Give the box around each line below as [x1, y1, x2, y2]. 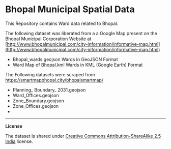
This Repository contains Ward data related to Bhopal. [5, 20, 119, 26]
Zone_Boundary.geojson [12, 98, 65, 104]
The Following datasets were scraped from [5, 71, 95, 77]
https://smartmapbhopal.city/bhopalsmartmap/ [5, 77, 103, 83]
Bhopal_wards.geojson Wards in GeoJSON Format [12, 56, 118, 62]
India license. [5, 138, 33, 144]
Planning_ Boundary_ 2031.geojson [12, 86, 86, 93]
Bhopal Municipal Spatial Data [5, 4, 135, 15]
